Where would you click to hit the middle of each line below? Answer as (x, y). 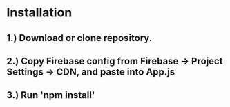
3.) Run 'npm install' (51, 95)
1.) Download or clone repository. (79, 38)
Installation (39, 13)
